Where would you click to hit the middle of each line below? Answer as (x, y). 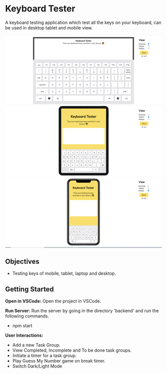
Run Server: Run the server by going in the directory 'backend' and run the (82, 311)
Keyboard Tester (40, 9)
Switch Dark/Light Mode (37, 366)
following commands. (27, 316)
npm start (22, 326)
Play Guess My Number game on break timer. (59, 361)
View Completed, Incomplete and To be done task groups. (72, 350)
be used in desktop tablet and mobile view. (49, 27)
